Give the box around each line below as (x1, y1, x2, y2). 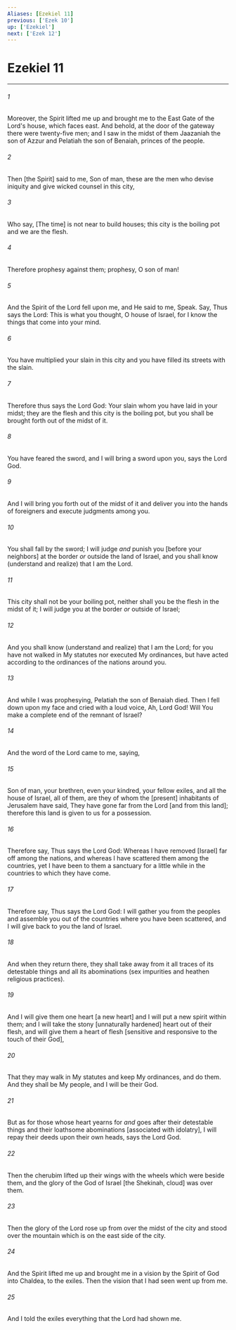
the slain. (7, 363, 34, 372)
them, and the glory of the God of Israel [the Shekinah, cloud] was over (7, 1178, 214, 1187)
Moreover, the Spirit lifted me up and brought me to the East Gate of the (7, 114, 215, 123)
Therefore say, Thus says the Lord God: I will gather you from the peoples (7, 907, 221, 915)
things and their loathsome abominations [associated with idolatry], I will (7, 1125, 217, 1134)
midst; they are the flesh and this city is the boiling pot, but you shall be (7, 408, 214, 417)
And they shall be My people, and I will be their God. (7, 1080, 159, 1089)
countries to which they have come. (7, 869, 111, 877)
